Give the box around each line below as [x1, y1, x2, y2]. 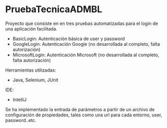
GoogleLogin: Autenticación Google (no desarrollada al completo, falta [12, 41, 160, 47]
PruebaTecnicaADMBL [5, 4, 103, 15]
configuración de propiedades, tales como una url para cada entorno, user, [5, 112, 162, 118]
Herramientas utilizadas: [5, 67, 56, 73]
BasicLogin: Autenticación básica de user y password [12, 36, 125, 42]
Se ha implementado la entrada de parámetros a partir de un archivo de [5, 106, 155, 112]
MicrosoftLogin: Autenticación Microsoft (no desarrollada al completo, [12, 52, 159, 58]
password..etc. [5, 117, 37, 123]
